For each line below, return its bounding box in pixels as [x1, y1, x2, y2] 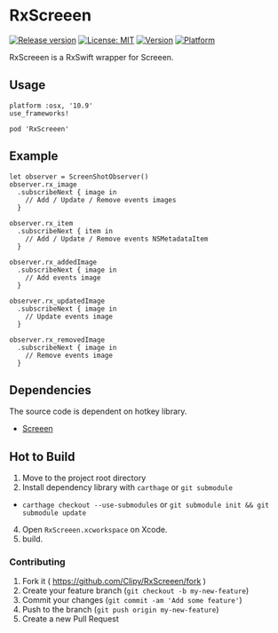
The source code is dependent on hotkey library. [9, 406, 187, 417]
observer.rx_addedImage [9, 257, 98, 266]
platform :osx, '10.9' [9, 101, 93, 110]
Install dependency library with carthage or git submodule [21, 482, 234, 493]
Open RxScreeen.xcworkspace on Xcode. [21, 525, 168, 535]
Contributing [9, 556, 66, 568]
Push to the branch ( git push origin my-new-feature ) [21, 605, 219, 615]
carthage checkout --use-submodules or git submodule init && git [21, 499, 269, 510]
